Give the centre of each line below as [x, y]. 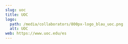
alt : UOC [19, 29]
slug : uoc [16, 10]
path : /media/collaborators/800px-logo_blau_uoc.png [67, 24]
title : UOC [17, 15]
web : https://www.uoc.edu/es [36, 33]
